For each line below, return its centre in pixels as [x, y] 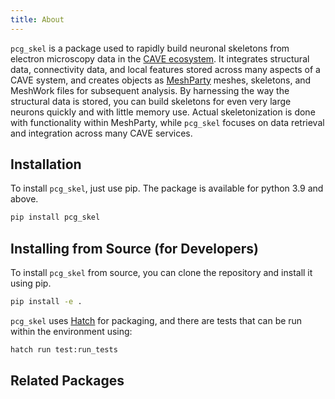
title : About [37, 19]
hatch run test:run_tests [64, 350]
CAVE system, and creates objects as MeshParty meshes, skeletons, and [161, 80]
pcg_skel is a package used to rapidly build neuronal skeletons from [150, 48]
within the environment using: [71, 331]
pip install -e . [46, 302]
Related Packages [67, 381]
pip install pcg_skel [55, 217]
